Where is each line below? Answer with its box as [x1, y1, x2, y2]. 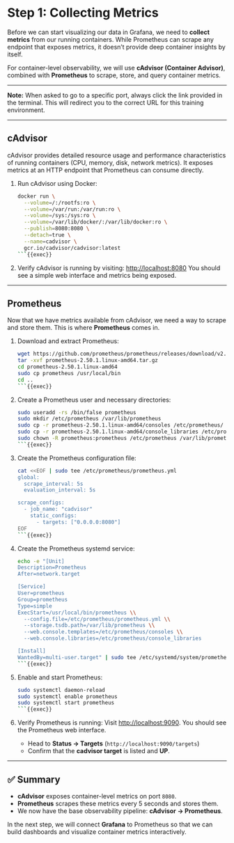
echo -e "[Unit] [17, 558, 65, 565]
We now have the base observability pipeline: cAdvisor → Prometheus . [17, 807, 223, 815]
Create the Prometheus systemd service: [17, 544, 135, 553]
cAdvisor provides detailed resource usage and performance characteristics [7, 151, 226, 159]
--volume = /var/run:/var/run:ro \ [24, 205, 121, 213]
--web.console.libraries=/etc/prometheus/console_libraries [24, 635, 202, 642]
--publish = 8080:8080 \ [24, 225, 90, 233]
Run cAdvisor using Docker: [17, 179, 97, 187]
